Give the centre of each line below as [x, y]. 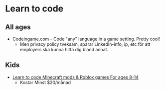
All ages [18, 27]
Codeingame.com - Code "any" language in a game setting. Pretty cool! [86, 39]
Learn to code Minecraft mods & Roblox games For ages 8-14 [75, 77]
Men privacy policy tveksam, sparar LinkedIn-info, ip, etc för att [85, 44]
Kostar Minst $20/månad [45, 82]
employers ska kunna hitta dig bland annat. [64, 49]
